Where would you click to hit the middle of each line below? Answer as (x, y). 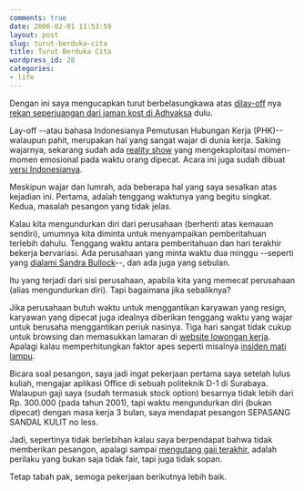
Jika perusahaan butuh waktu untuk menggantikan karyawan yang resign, (148, 307)
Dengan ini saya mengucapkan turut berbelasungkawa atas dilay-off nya (146, 103)
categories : (32, 69)
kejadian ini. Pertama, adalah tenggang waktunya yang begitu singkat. (141, 196)
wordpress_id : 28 (42, 60)
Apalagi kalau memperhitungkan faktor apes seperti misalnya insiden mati (148, 346)
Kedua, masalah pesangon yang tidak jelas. (91, 206)
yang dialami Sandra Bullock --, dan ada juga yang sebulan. (120, 262)
